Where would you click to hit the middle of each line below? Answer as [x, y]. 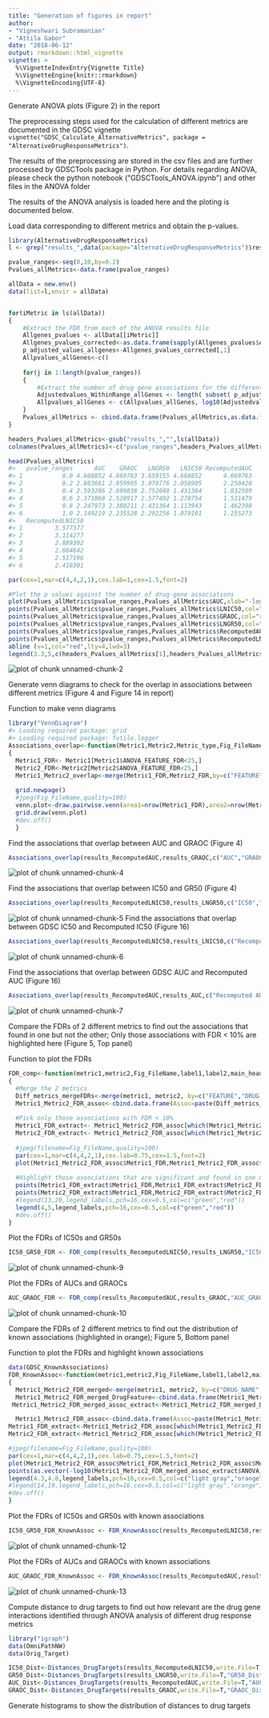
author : [21, 23]
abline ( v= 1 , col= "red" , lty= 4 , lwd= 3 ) [69, 646]
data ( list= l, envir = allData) [59, 292]
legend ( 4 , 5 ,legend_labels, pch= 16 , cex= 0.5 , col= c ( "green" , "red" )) [125, 1207]
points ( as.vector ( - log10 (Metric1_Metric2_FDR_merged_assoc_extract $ [125, 1471]
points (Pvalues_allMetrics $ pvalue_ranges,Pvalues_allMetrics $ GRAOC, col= [132, 617]
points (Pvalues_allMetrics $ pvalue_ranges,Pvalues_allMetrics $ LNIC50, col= [134, 610]
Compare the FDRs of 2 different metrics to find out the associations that [128, 1026]
